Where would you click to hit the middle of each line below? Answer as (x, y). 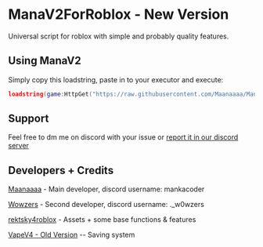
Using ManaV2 (45, 61)
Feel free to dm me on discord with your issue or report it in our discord (123, 137)
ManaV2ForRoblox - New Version (119, 15)
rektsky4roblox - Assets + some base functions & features (102, 220)
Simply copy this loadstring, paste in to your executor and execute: (116, 79)
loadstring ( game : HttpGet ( (50, 94)
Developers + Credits (61, 170)
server (19, 146)
